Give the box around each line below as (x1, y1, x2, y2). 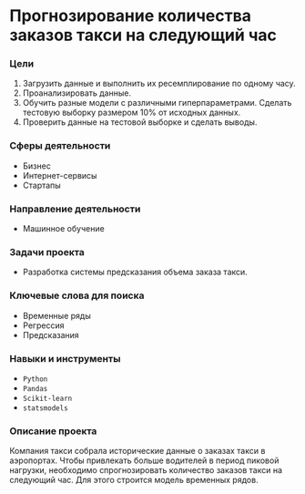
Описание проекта (9, 425, 97, 437)
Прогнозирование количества (9, 5, 252, 26)
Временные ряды (22, 310, 91, 321)
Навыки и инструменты (9, 352, 121, 365)
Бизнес (22, 160, 52, 171)
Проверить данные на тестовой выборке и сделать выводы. (22, 117, 258, 128)
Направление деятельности (9, 202, 141, 215)
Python (22, 375, 48, 384)
